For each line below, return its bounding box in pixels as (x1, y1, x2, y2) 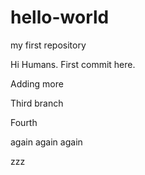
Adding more (10, 77, 64, 90)
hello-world (10, 6, 110, 29)
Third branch (10, 97, 64, 109)
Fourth (10, 116, 38, 128)
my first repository (10, 39, 87, 51)
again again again (10, 136, 83, 148)
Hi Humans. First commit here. (10, 58, 136, 70)
